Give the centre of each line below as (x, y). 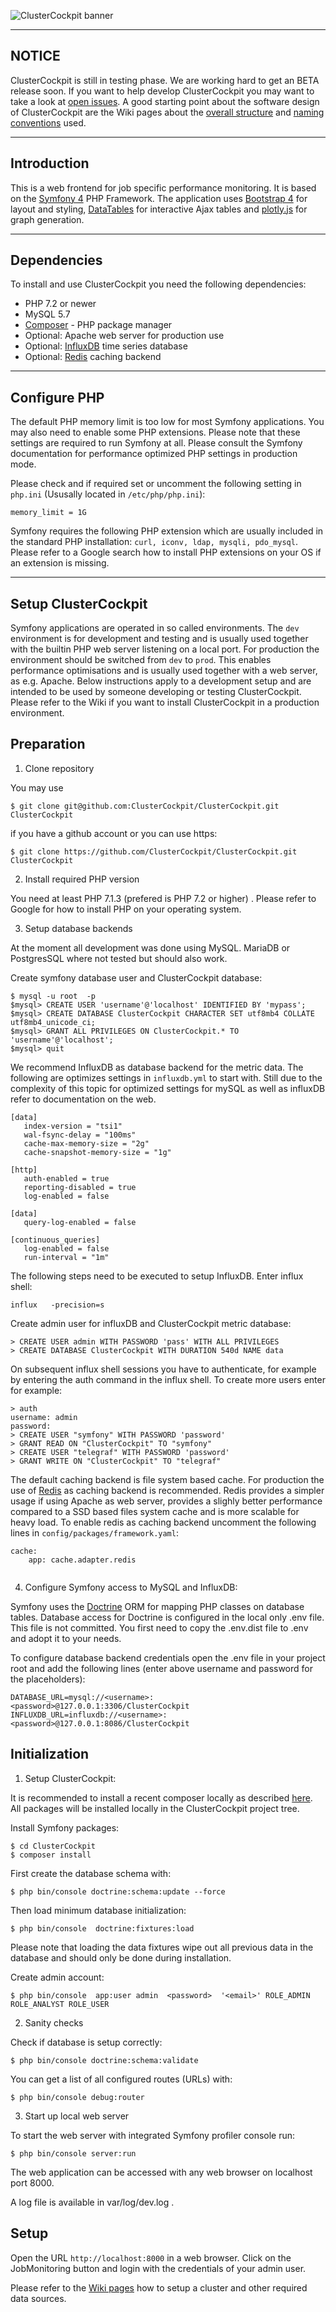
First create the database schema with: (91, 1873)
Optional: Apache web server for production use (124, 336)
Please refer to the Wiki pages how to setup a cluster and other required (159, 2287)
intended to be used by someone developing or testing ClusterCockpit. (156, 692)
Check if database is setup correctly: (86, 2042)
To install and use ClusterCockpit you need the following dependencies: (158, 284)
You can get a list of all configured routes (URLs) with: (121, 2079)
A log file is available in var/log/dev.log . (92, 2202)
